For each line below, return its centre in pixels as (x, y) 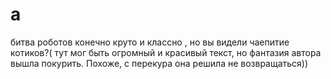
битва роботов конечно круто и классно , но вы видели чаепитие (150, 42)
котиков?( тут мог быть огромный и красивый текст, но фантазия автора (166, 52)
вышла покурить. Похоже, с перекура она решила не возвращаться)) (159, 63)
